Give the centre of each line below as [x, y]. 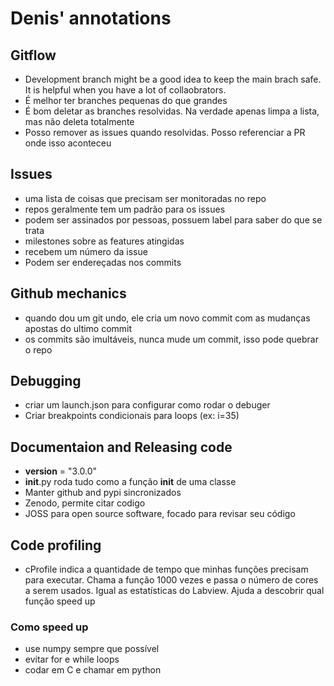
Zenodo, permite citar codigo [85, 503]
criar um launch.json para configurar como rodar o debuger [147, 405]
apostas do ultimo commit [78, 328]
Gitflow [33, 55]
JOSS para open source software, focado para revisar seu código [160, 514]
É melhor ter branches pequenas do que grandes [126, 100]
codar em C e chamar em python [93, 670]
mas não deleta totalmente [79, 121]
